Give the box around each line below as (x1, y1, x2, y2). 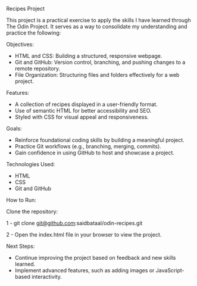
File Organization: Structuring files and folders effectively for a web (14, 71, 180, 78)
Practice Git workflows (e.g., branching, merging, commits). (14, 143, 162, 150)
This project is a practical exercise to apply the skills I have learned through (6, 17, 192, 23)
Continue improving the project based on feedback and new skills (14, 254, 176, 261)
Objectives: (6, 41, 34, 48)
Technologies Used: (6, 161, 55, 167)
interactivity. (32, 273, 62, 280)
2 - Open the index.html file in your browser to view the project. (6, 231, 162, 238)
